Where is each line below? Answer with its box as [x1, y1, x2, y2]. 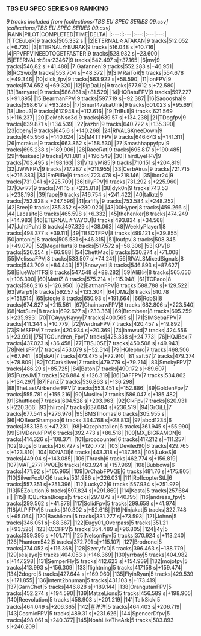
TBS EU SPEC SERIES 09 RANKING [6, 4, 109, 13]
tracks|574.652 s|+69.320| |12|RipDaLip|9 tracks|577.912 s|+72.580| [6, 82, 176, 89]
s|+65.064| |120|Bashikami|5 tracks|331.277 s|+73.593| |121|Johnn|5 [6, 513, 177, 520]
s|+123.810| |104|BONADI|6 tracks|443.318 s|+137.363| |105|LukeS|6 [6, 448, 177, 456]
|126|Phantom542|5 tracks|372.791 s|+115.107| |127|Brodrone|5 [6, 538, 162, 545]
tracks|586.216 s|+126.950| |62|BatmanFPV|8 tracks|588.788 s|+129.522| [6, 282, 190, 289]
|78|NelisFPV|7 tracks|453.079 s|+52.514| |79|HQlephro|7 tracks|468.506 [6, 346, 190, 354]
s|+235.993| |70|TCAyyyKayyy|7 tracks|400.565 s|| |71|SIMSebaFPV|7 [6, 314, 182, 321]
